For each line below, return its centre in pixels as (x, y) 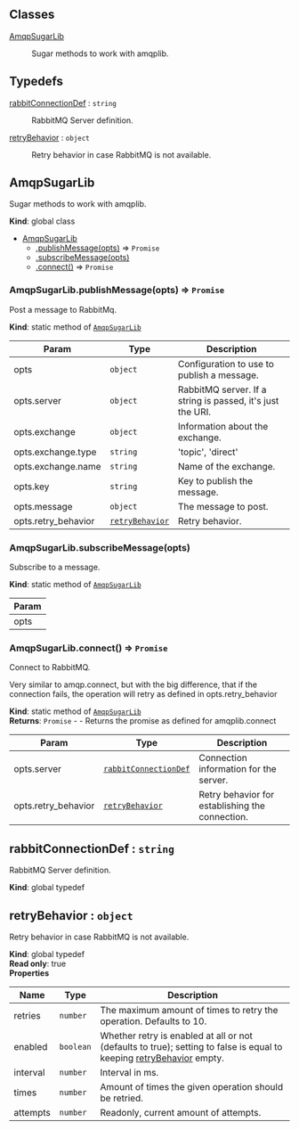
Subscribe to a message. (55, 567)
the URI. (194, 412)
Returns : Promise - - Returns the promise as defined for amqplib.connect (143, 721)
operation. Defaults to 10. (154, 1021)
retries (28, 1015)
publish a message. (218, 375)
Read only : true (38, 963)
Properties (29, 973)
